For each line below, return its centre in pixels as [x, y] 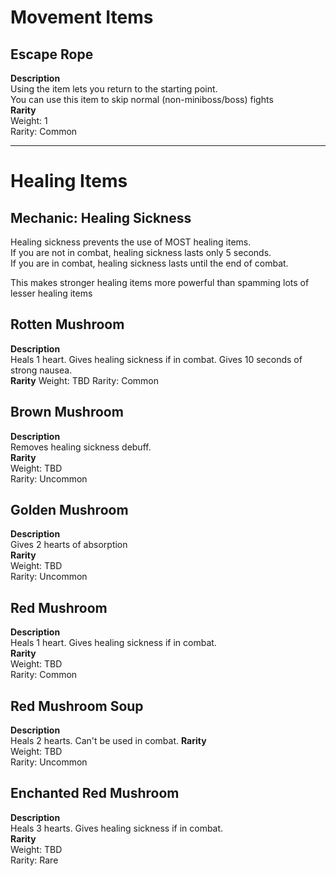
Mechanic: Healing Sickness [101, 217]
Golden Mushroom [69, 510]
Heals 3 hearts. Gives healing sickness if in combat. [117, 828]
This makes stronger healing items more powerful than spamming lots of [160, 282]
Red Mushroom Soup [77, 706]
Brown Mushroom [67, 412]
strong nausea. [41, 370]
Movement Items [82, 17]
